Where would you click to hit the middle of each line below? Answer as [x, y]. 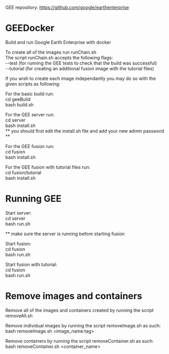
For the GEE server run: [30, 114]
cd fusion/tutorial [24, 172]
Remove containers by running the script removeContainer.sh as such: [80, 341]
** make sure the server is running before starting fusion [65, 234]
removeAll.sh [19, 316]
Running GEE [34, 199]
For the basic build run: [30, 94]
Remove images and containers [74, 296]
